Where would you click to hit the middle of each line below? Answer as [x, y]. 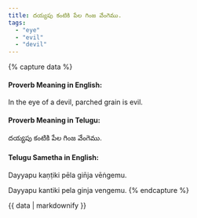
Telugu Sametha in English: [54, 158]
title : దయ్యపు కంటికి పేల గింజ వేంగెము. [65, 15]
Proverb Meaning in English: [55, 85]
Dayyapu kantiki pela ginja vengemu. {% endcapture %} [99, 190]
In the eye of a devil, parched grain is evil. [76, 102]
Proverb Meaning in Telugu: [54, 120]
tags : [17, 23]
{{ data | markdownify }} [47, 205]
